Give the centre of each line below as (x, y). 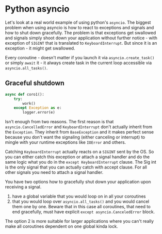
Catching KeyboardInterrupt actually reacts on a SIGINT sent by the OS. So (80, 152)
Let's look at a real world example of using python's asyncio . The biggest (78, 22)
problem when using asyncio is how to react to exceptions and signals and (80, 27)
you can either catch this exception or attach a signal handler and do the (77, 157)
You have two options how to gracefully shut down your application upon (78, 182)
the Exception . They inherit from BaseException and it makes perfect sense (80, 132)
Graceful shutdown (35, 83)
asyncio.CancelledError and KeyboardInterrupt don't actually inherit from (79, 127)
